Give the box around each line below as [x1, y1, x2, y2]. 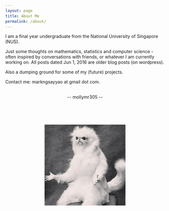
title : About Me [5, 13, 39, 19]
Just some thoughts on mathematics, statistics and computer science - [5, 49, 153, 55]
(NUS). [5, 38, 20, 45]
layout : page [5, 8, 33, 13]
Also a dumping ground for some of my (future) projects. [5, 69, 123, 75]
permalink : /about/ [5, 19, 47, 24]
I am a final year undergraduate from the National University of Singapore [5, 33, 158, 39]
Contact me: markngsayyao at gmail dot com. [5, 79, 100, 85]
